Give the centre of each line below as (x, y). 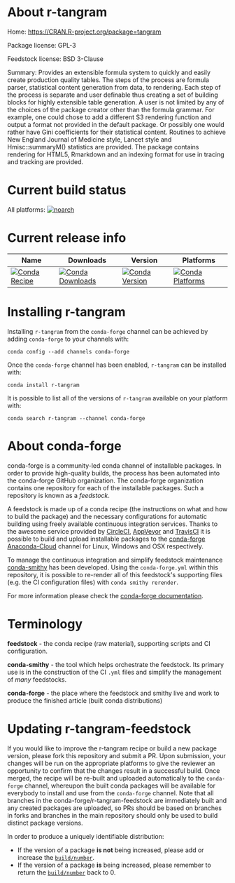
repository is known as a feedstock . (59, 495)
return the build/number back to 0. (66, 872)
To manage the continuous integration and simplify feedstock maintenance (115, 560)
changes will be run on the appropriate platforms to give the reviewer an (111, 763)
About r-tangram (57, 12)
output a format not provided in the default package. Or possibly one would (116, 124)
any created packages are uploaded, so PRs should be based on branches (115, 808)
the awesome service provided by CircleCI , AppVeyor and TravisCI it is (109, 531)
